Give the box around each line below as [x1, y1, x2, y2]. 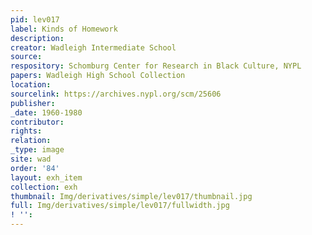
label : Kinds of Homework [10, 24, 118, 34]
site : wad [10, 154, 52, 164]
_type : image [10, 145, 65, 155]
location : [10, 80, 52, 90]
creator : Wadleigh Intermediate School [10, 42, 177, 53]
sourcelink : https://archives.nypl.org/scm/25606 [10, 89, 222, 99]
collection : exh [10, 182, 78, 192]
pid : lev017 [10, 14, 60, 25]
